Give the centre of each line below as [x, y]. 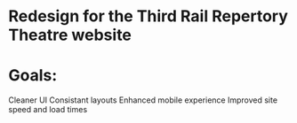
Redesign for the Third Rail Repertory [148, 16]
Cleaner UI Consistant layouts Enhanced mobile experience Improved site [143, 100]
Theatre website [70, 35]
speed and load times [48, 110]
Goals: [33, 76]
